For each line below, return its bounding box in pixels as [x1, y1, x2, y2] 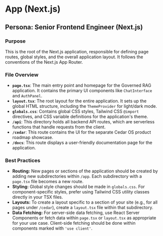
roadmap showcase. [12, 135, 54, 141]
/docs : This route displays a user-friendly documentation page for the [12, 140, 153, 145]
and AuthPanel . [12, 93, 43, 99]
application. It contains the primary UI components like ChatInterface [12, 88, 153, 94]
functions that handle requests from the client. [12, 124, 106, 130]
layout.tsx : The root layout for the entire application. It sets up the [12, 98, 147, 104]
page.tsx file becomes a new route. [12, 179, 84, 185]
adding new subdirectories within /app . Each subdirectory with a [12, 173, 142, 179]
